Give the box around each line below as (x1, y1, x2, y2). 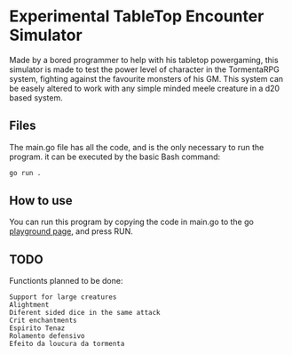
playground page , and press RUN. (9, 226, 133, 237)
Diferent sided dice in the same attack (9, 309, 162, 318)
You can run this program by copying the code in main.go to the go (9, 216, 255, 228)
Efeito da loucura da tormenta (9, 340, 125, 349)
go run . (9, 168, 42, 177)
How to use (9, 193, 73, 208)
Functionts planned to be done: (9, 276, 123, 286)
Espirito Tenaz (9, 324, 66, 333)
